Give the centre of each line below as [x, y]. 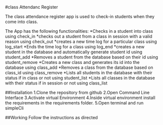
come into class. [22, 22]
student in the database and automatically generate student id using [74, 52]
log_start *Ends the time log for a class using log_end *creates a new [75, 47]
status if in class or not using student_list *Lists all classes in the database [80, 78]
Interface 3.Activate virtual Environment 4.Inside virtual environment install [80, 98]
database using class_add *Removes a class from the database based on [79, 67]
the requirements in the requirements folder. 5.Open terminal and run [74, 103]
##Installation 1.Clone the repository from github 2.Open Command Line [77, 93]
